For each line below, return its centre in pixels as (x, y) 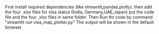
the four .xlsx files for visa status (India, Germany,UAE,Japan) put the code (79, 12)
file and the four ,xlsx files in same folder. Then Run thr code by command (79, 17)
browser (13, 27)
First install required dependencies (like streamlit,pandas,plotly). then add (79, 7)
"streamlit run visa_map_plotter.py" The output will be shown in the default (79, 22)
